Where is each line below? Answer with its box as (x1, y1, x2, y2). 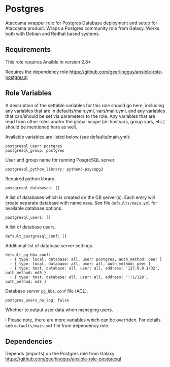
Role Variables (5, 89, 52, 97)
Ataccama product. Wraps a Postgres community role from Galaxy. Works (5, 25, 160, 31)
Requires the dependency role (5, 69, 69, 75)
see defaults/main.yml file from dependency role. (5, 322, 110, 328)
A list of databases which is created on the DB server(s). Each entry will (5, 194, 155, 201)
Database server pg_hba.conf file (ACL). (5, 288, 88, 294)
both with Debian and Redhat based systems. (5, 30, 100, 37)
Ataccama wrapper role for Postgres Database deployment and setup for (5, 20, 157, 26)
